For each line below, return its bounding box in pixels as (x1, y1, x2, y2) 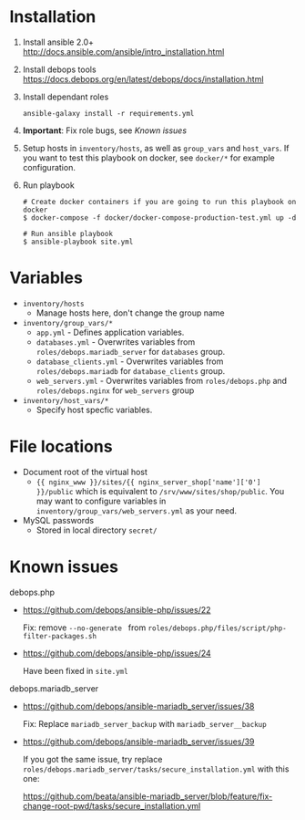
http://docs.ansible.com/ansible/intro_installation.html (22, 46, 225, 57)
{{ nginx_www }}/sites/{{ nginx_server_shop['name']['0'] (36, 477, 261, 487)
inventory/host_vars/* (22, 396, 109, 405)
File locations (9, 436, 113, 457)
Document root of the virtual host (22, 466, 148, 477)
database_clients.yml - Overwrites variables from (36, 356, 224, 367)
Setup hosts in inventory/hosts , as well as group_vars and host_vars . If (22, 142, 290, 153)
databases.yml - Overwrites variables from (36, 336, 196, 348)
